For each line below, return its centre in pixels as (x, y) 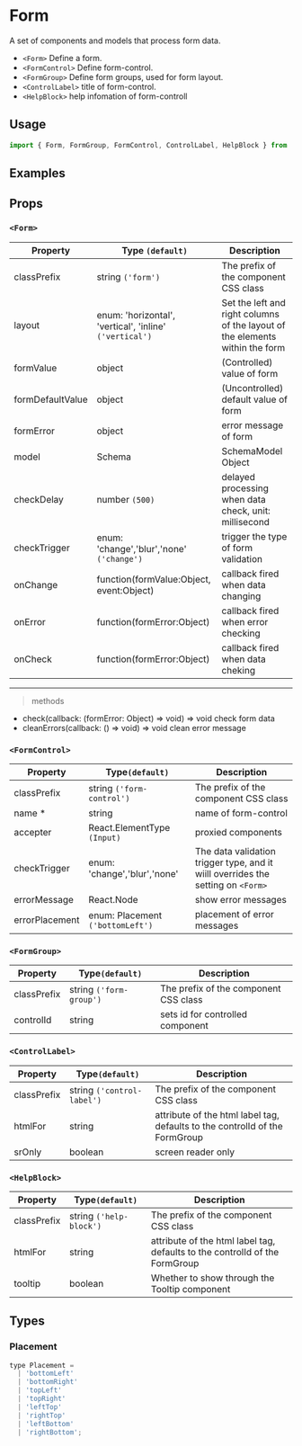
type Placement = (42, 1365)
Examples (37, 173)
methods (48, 701)
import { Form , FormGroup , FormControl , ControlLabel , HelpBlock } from (148, 145)
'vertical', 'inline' (131, 326)
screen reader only (195, 1152)
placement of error (234, 914)
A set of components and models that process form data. (115, 40)
